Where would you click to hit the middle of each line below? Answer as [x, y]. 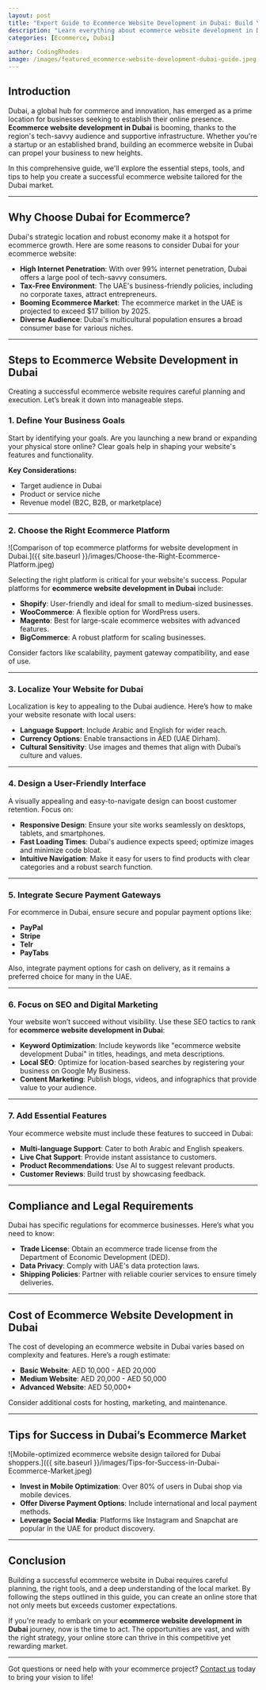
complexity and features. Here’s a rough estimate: [89, 1355]
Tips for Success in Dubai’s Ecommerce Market [127, 1435]
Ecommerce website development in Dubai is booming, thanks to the [122, 127]
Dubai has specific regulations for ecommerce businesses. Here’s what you [131, 1225]
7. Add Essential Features [57, 1116]
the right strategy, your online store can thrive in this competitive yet [120, 1637]
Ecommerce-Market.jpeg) [50, 1471]
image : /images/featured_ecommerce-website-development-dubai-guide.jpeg [133, 60]
